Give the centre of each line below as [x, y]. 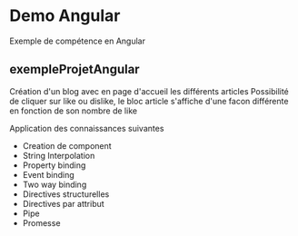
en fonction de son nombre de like [74, 111]
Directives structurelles [66, 194]
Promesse [41, 222]
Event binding [48, 174]
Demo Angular [65, 16]
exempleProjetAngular [74, 69]
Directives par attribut [63, 203]
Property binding [54, 165]
